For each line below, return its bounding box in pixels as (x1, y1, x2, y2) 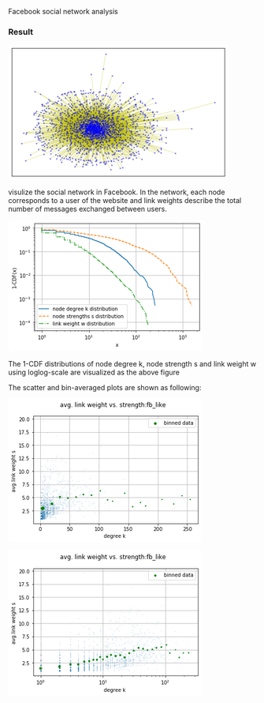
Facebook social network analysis (8, 7, 118, 16)
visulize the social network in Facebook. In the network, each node (8, 187, 225, 197)
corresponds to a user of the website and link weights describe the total (8, 196, 242, 205)
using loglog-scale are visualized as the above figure (8, 367, 180, 378)
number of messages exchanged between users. (8, 205, 168, 214)
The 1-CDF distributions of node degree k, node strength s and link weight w (8, 359, 257, 369)
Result (8, 26, 34, 37)
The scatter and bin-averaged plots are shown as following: (8, 383, 202, 393)
